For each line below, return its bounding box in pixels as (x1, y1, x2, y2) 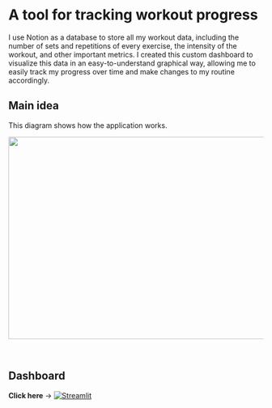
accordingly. (8, 75, 50, 85)
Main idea (8, 99, 59, 113)
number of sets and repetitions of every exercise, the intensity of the (8, 40, 237, 50)
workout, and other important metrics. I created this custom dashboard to (8, 49, 253, 59)
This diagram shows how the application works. (8, 120, 168, 130)
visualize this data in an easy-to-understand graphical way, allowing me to (8, 58, 257, 68)
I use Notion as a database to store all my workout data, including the (8, 32, 240, 42)
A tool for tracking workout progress (8, 6, 258, 24)
